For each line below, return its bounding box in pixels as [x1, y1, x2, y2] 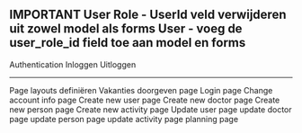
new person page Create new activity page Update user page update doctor [9, 103, 292, 115]
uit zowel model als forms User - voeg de [9, 22, 243, 37]
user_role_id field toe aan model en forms [9, 35, 246, 50]
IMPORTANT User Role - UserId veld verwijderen [9, 7, 287, 22]
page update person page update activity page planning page [9, 113, 239, 124]
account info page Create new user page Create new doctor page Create [9, 94, 280, 105]
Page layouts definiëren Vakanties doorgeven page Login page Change [9, 84, 273, 95]
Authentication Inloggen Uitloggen [9, 58, 137, 70]
